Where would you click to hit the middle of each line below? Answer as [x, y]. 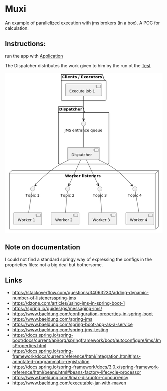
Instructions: [26, 44]
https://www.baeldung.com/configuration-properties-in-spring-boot [83, 314]
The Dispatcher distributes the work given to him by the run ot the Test [78, 65]
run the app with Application [34, 56]
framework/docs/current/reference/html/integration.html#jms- [77, 356]
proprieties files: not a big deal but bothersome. [54, 265]
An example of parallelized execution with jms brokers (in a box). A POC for [83, 23]
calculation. [17, 28]
